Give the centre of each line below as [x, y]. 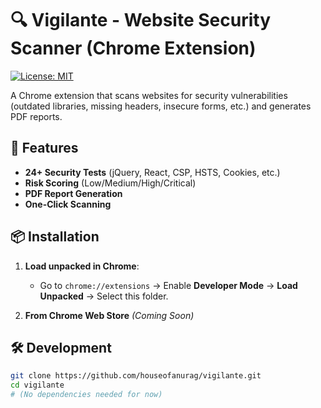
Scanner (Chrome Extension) [133, 48]
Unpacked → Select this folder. [104, 296]
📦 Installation [55, 237]
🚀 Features [44, 148]
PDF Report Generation [73, 193]
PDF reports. [36, 116]
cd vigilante [37, 385]
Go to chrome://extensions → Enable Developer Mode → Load [168, 285]
